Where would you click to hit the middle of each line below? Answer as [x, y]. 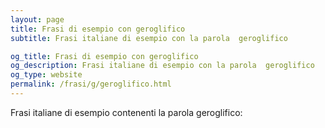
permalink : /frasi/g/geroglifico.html [91, 84]
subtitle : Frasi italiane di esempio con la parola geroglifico [149, 38]
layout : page [37, 19]
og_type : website [46, 75]
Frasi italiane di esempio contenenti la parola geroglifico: [126, 112]
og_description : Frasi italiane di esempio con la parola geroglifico [162, 66]
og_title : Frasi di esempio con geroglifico [104, 56]
